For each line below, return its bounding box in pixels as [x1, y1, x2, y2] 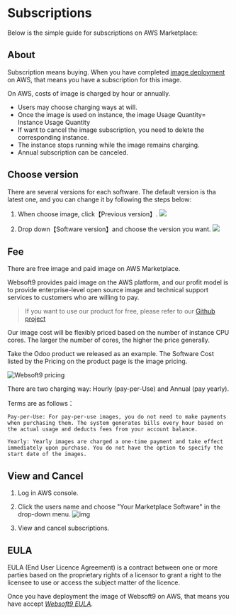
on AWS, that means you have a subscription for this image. [7, 75, 182, 84]
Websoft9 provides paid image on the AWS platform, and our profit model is [7, 278, 229, 287]
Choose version [7, 169, 79, 181]
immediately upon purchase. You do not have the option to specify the [7, 445, 223, 452]
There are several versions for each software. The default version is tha [7, 187, 216, 196]
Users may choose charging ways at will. [17, 103, 137, 111]
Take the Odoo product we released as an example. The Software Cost [7, 350, 215, 358]
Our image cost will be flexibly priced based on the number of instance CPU [7, 328, 230, 337]
